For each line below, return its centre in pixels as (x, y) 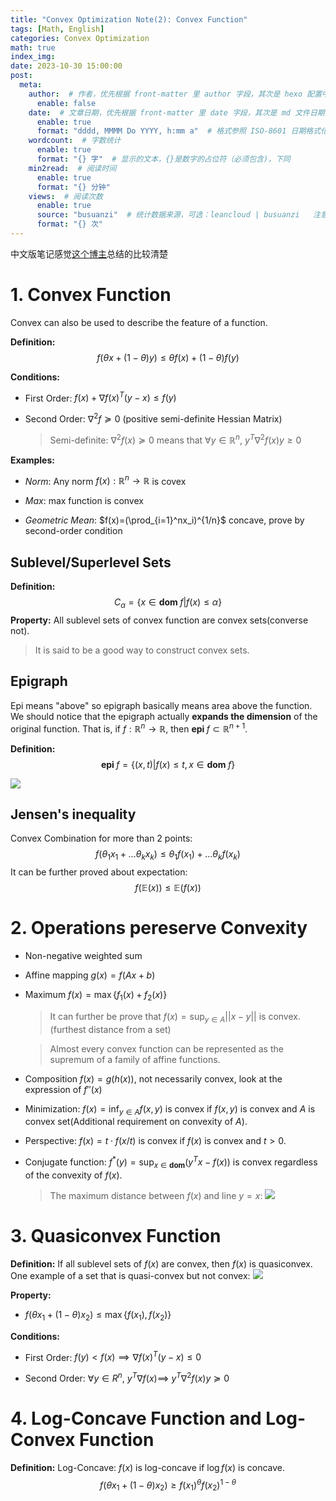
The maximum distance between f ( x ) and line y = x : (156, 1195)
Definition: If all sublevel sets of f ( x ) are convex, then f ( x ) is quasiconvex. (161, 1263)
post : (21, 76)
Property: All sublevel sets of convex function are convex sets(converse (159, 620)
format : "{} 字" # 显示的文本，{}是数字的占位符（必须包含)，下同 (163, 159)
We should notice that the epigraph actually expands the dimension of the (164, 716)
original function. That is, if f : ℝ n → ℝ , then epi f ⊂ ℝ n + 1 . (129, 728)
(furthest (68, 1029)
